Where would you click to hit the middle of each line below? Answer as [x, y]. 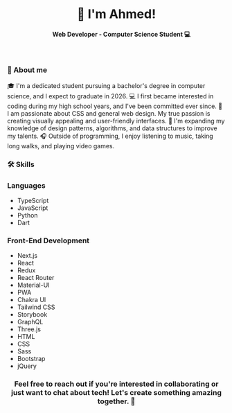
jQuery [27, 366]
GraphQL [30, 322]
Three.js [29, 329]
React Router [36, 278]
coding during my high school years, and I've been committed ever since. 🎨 [115, 106]
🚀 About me [27, 70]
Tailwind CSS [36, 307]
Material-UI [33, 285]
